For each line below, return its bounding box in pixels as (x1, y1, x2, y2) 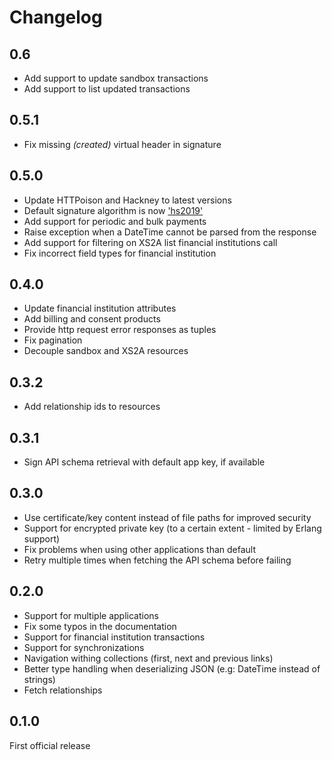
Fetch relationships (23, 684, 103, 696)
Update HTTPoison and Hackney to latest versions (23, 194, 232, 206)
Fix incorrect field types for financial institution (23, 247, 217, 259)
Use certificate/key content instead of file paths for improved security (23, 511, 312, 523)
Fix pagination (23, 334, 83, 346)
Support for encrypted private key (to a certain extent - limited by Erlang (23, 522, 322, 534)
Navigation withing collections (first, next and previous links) (23, 652, 274, 664)
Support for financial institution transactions (23, 631, 206, 643)
